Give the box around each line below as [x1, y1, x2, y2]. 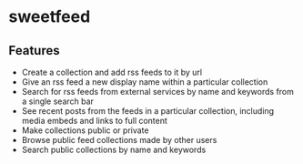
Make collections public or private [21, 125, 149, 136]
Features [8, 43, 60, 58]
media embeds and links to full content [21, 116, 167, 126]
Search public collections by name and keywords [21, 144, 207, 155]
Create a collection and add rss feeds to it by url [21, 67, 202, 77]
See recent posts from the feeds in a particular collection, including [21, 106, 275, 116]
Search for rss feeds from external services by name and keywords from [21, 87, 295, 97]
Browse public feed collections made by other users [21, 135, 217, 145]
